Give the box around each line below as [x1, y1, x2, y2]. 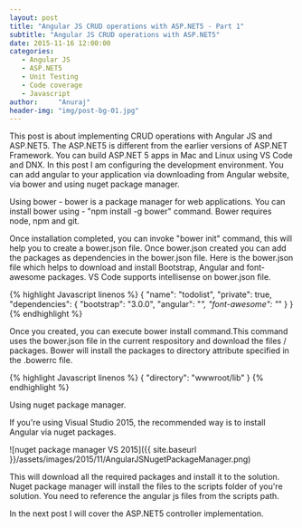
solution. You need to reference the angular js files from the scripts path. [9, 491, 280, 502]
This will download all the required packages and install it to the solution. [9, 472, 280, 483]
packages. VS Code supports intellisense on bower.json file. [47, 272, 271, 283]
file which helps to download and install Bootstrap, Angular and [9, 262, 245, 273]
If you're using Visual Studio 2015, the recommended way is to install [9, 418, 266, 428]
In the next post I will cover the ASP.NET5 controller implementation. [9, 508, 264, 519]
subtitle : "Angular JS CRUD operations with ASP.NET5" [9, 30, 221, 39]
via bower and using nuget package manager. [9, 178, 180, 190]
